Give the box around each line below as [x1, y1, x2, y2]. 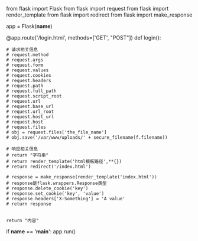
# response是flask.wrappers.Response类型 [6, 180, 107, 186]
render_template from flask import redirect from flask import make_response [6, 11, 193, 18]
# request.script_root [6, 93, 62, 99]
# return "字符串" [6, 152, 49, 158]
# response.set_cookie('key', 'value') [6, 191, 105, 197]
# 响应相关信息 [6, 146, 38, 152]
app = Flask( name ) [6, 23, 53, 30]
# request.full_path [6, 88, 57, 94]
